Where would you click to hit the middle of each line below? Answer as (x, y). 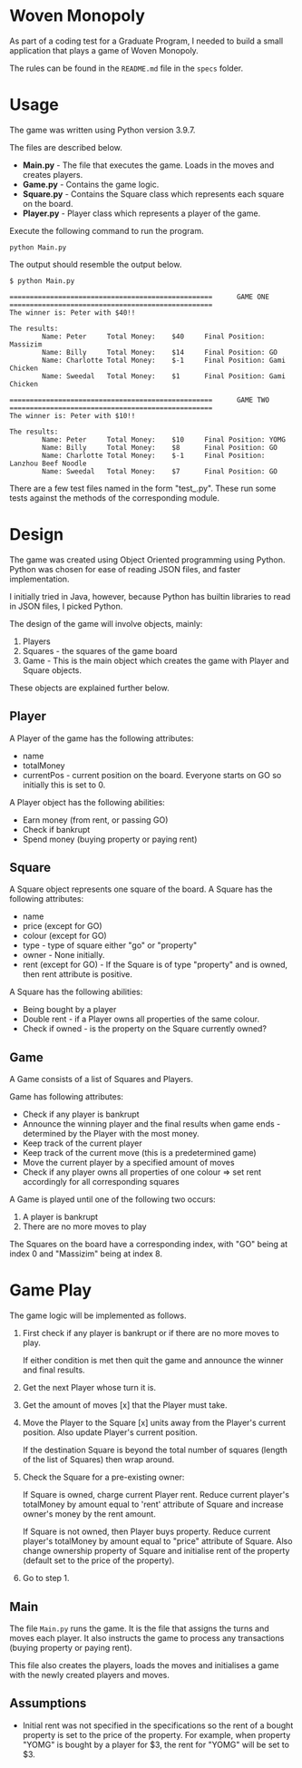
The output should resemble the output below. (96, 264)
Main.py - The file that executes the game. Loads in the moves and (148, 165)
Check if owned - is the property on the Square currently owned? (145, 1029)
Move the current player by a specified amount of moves (128, 1163)
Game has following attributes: (67, 1097)
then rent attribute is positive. (78, 974)
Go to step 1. (46, 1578)
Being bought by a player (69, 1010)
